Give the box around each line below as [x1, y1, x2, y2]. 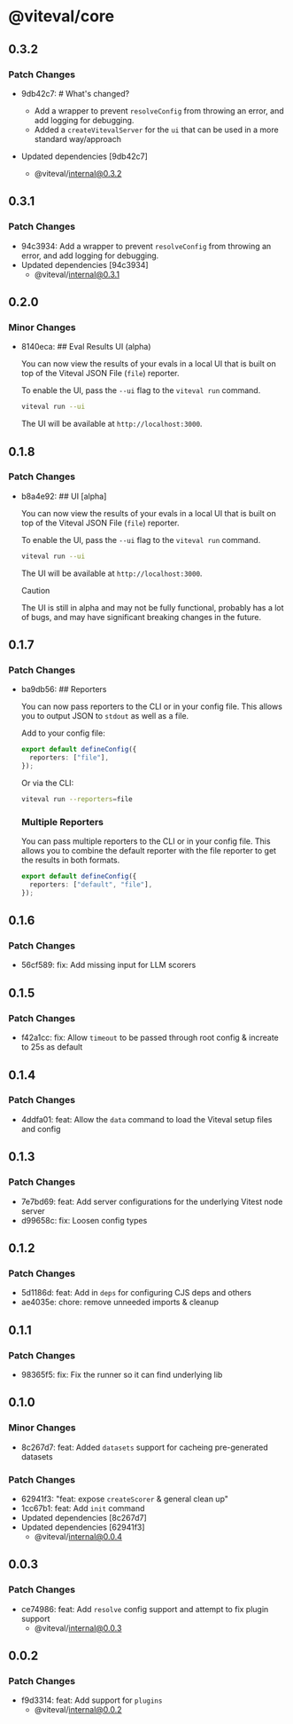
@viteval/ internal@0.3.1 [34, 269, 120, 279]
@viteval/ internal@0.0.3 [34, 1622, 122, 1633]
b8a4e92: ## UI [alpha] [20, 491, 107, 501]
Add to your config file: [20, 728, 105, 738]
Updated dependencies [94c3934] [20, 259, 149, 270]
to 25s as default [20, 1042, 83, 1052]
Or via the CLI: [20, 778, 74, 788]
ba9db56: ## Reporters [20, 684, 107, 695]
